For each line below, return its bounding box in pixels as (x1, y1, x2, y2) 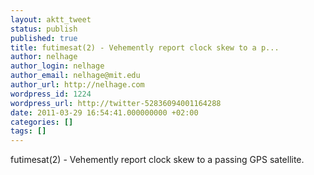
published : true (10, 33, 78, 43)
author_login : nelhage (10, 61, 105, 71)
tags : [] (10, 126, 47, 136)
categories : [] (10, 117, 74, 127)
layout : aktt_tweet (10, 14, 92, 25)
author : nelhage (10, 52, 78, 62)
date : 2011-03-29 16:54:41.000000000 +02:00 (10, 107, 199, 118)
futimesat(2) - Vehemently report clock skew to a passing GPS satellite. (10, 154, 305, 166)
